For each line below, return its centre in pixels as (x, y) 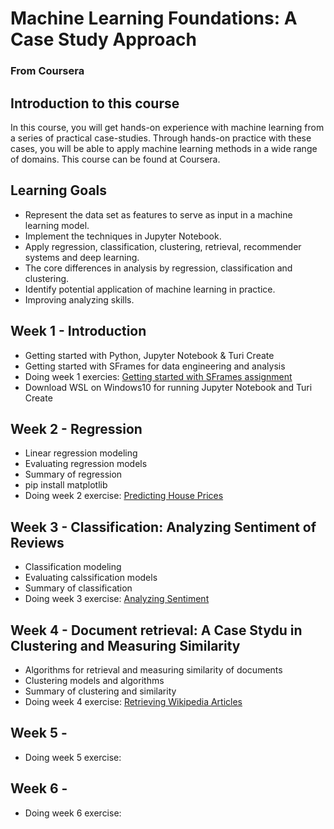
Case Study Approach (103, 39)
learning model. (57, 225)
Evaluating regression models (86, 464)
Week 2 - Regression (76, 428)
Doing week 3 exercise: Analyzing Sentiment (117, 599)
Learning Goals (59, 190)
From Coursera (47, 71)
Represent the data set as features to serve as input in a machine (158, 214)
